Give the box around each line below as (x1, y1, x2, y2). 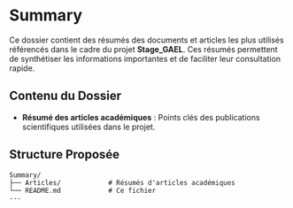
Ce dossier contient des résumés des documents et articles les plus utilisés (9, 35, 285, 45)
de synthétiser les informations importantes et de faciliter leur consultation (9, 53, 281, 64)
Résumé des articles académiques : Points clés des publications (21, 112, 260, 122)
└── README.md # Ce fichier (9, 186, 157, 195)
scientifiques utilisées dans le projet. (21, 121, 156, 132)
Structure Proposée (9, 147, 120, 162)
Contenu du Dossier (9, 89, 122, 104)
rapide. (9, 63, 35, 73)
